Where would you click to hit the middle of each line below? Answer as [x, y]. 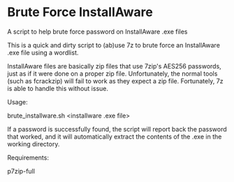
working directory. [34, 143]
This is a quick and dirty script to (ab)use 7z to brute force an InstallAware [114, 45]
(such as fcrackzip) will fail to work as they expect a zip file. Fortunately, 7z [115, 80]
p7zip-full [21, 171]
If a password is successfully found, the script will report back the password [117, 129]
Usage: [17, 101]
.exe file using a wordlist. [43, 52]
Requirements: [28, 157]
